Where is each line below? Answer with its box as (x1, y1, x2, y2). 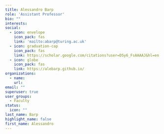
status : (5, 103, 21, 108)
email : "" (5, 84, 26, 90)
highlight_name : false (5, 116, 52, 122)
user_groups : (5, 94, 32, 99)
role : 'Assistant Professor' (5, 12, 65, 17)
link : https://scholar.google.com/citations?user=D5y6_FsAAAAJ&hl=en (14, 53, 160, 58)
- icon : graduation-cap (9, 44, 58, 49)
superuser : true (5, 89, 38, 94)
